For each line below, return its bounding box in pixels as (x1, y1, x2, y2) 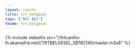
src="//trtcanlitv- (46, 35, 81, 41)
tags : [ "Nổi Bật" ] (5, 16, 43, 21)
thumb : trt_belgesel (5, 21, 48, 26)
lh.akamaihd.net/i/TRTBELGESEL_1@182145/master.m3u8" (5, 40, 123, 46)
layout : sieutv (5, 7, 36, 12)
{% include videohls (5, 35, 46, 41)
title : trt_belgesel (5, 12, 48, 17)
